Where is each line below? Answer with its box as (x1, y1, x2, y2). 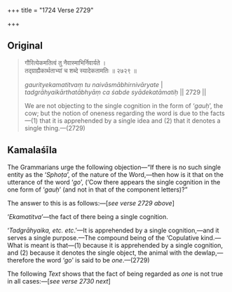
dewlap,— (193, 248, 224, 257)
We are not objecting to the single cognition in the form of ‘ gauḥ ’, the (24, 101, 224, 109)
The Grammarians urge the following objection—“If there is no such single (7, 163, 221, 171)
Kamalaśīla (7, 144, 57, 157)
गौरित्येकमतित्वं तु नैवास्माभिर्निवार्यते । (24, 58, 107, 67)
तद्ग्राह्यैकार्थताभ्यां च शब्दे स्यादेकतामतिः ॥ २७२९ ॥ (24, 66, 137, 74)
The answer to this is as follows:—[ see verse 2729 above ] (7, 199, 175, 207)
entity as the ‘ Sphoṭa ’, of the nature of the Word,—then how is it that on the (7, 170, 224, 178)
